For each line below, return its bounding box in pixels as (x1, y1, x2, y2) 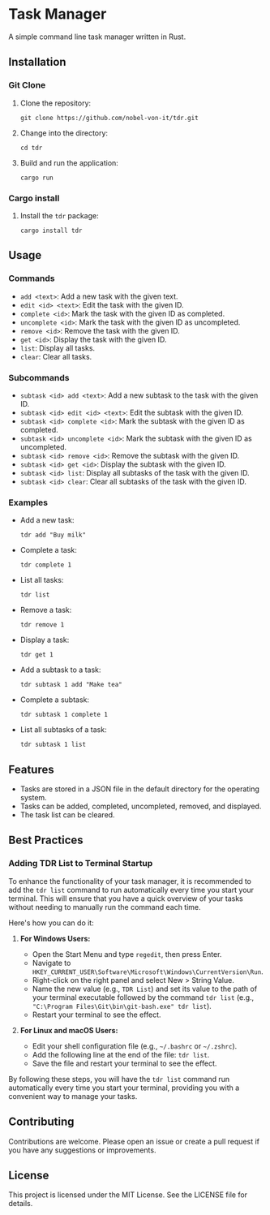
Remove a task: (19, 605, 72, 615)
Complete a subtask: (19, 695, 90, 704)
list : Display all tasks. (19, 343, 96, 353)
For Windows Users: (19, 933, 91, 943)
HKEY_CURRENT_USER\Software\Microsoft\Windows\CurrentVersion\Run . (32, 967, 264, 976)
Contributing (8, 1115, 75, 1129)
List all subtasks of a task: (19, 725, 107, 735)
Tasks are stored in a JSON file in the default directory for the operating (19, 784, 259, 794)
